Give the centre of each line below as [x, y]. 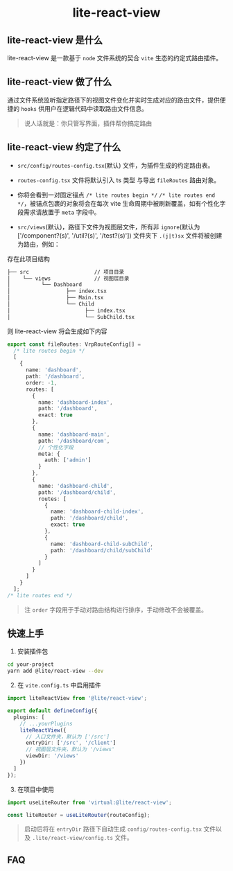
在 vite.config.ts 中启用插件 [59, 685]
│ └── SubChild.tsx [71, 317]
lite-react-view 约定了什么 [64, 147]
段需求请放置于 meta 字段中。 [59, 212]
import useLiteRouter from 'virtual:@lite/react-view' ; [89, 802]
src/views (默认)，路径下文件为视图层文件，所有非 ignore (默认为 [109, 227]
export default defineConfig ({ [52, 711]
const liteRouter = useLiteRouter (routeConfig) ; [79, 815]
